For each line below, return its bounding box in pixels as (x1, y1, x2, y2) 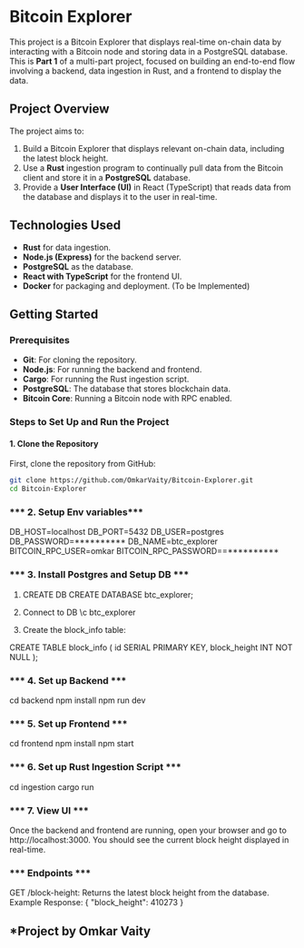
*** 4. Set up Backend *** (9, 674, 127, 686)
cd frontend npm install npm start (9, 738, 134, 749)
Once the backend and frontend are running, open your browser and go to (9, 825, 288, 835)
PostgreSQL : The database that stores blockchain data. (22, 383, 231, 394)
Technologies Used (9, 218, 121, 233)
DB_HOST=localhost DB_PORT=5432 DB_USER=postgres (9, 527, 224, 538)
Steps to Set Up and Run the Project (9, 416, 170, 429)
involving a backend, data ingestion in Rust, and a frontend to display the (9, 65, 282, 76)
